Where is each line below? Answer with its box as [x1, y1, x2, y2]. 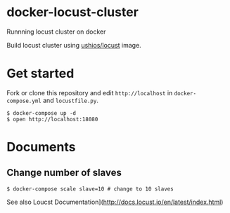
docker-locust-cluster [6, 4, 139, 20]
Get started [6, 66, 75, 81]
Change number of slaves [6, 167, 122, 179]
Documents [6, 139, 76, 155]
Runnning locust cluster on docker [6, 27, 106, 36]
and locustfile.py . [42, 96, 99, 104]
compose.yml [6, 97, 41, 104]
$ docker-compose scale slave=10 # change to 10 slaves [6, 185, 174, 193]
